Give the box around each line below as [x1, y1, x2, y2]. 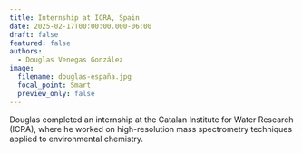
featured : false [9, 38, 71, 48]
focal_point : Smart [17, 81, 92, 90]
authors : [9, 47, 43, 56]
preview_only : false [17, 89, 95, 98]
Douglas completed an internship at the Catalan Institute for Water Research [9, 114, 294, 125]
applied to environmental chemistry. [9, 133, 143, 144]
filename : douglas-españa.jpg [17, 72, 132, 81]
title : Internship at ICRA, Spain [9, 13, 141, 23]
